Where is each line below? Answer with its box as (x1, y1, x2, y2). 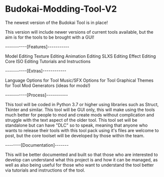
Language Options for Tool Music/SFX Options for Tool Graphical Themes (5, 77, 154, 83)
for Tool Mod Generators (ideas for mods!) (5, 82, 91, 88)
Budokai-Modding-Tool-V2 (5, 3, 117, 15)
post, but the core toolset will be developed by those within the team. (5, 133, 144, 138)
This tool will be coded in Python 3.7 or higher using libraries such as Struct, (5, 101, 159, 107)
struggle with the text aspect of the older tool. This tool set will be (5, 117, 138, 123)
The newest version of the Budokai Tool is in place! (5, 20, 108, 25)
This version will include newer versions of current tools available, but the (5, 29, 154, 35)
